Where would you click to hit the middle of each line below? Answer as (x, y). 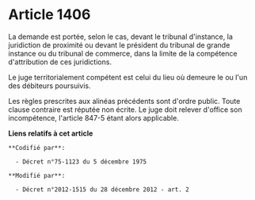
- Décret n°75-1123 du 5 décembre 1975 (81, 162)
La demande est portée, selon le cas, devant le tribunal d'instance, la (121, 37)
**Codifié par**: (37, 148)
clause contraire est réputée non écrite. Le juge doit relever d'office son (126, 110)
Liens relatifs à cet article (51, 133)
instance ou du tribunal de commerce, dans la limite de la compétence (123, 53)
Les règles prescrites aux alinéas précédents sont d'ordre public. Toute (124, 101)
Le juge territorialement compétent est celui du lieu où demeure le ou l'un (128, 77)
